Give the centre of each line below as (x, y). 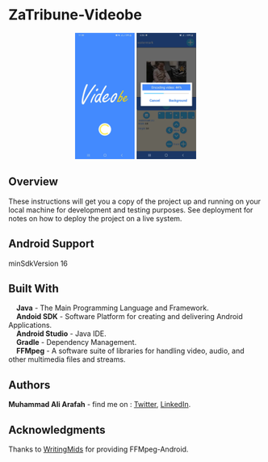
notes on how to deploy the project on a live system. (95, 218)
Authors (29, 385)
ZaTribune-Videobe (75, 15)
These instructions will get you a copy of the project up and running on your (134, 201)
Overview (33, 182)
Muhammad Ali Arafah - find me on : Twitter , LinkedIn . (100, 405)
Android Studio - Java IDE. (61, 334)
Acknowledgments (57, 430)
